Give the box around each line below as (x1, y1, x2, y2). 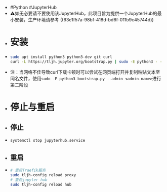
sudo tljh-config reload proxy (10, 173, 76, 178)
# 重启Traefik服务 (10, 168, 46, 173)
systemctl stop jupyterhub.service (10, 138, 86, 143)
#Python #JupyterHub (10, 5, 57, 10)
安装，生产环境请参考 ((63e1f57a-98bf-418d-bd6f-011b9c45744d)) (14, 17, 154, 22)
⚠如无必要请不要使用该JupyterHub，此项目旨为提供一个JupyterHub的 (10, 10, 158, 16)
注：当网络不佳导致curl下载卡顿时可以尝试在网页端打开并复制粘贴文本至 (10, 69, 160, 75)
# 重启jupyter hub (10, 177, 48, 182)
